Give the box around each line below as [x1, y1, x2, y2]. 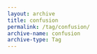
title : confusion [7, 17, 59, 24]
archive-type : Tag [7, 36, 62, 43]
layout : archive [7, 10, 55, 18]
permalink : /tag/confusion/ [7, 23, 91, 30]
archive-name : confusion [7, 29, 81, 37]
